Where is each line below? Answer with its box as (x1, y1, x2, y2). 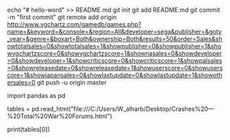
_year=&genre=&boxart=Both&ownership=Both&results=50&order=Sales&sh (7, 35, 222, 43)
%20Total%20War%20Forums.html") (7, 112, 113, 120)
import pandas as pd (7, 92, 66, 100)
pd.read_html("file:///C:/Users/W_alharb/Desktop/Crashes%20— (31, 105, 214, 113)
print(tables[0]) (7, 126, 50, 133)
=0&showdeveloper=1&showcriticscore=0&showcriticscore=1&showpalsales (7, 57, 222, 64)
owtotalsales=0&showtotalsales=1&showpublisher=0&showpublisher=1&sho (7, 42, 222, 50)
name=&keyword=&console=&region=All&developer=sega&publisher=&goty (7, 27, 222, 36)
